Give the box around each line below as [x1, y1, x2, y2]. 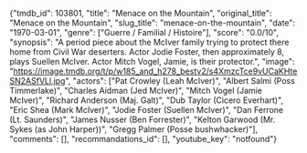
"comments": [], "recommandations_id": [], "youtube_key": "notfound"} [9, 134, 277, 144]
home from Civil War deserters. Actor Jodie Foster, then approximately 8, [9, 46, 285, 57]
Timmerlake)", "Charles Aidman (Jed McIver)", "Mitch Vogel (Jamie [9, 86, 263, 96]
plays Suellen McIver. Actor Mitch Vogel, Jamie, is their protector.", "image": [9, 56, 295, 66]
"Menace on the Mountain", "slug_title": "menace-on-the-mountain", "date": [9, 17, 295, 28]
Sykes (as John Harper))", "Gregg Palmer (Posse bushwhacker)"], [9, 124, 259, 135]
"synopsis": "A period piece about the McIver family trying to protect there [9, 36, 290, 47]
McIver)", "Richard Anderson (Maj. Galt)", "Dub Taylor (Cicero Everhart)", [9, 95, 284, 106]
